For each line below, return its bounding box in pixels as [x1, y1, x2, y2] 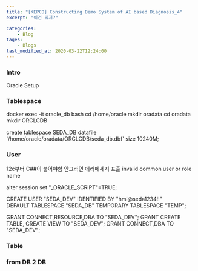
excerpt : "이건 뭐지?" [6, 15, 59, 21]
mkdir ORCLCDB [6, 117, 47, 124]
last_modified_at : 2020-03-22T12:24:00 [6, 48, 107, 55]
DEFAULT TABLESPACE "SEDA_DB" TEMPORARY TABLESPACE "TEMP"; [6, 201, 186, 209]
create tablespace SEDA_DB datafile [6, 129, 97, 136]
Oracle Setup [6, 82, 39, 89]
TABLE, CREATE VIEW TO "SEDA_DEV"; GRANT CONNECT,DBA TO [6, 219, 174, 227]
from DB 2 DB [6, 258, 47, 266]
